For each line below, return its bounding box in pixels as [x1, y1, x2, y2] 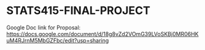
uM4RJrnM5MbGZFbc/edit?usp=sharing [6, 37, 109, 44]
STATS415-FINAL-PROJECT [6, 4, 150, 18]
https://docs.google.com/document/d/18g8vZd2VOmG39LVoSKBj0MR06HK [6, 30, 199, 37]
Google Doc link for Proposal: [6, 24, 81, 31]
